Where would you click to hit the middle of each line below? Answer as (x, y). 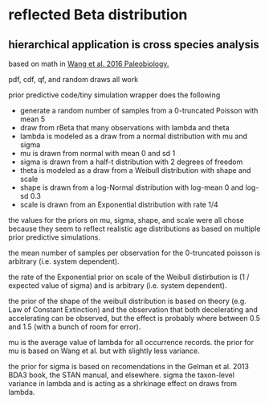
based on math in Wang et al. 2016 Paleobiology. (89, 64)
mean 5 (33, 119)
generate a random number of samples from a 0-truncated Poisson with (139, 111)
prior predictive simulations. (55, 237)
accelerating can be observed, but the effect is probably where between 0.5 (134, 318)
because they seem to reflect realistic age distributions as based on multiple (134, 228)
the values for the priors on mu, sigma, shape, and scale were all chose (126, 220)
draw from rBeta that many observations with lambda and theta (125, 127)
